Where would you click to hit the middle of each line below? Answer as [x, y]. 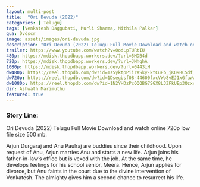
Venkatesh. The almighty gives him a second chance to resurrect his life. [95, 178]
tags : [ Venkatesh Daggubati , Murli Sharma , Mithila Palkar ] [82, 28]
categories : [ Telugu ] [34, 23]
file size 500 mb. [27, 135]
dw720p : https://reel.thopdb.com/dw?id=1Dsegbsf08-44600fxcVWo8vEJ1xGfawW [101, 78]
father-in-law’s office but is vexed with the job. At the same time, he [89, 159]
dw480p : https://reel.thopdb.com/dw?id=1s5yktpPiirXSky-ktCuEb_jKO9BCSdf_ [101, 72]
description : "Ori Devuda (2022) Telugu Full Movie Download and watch [97, 45]
